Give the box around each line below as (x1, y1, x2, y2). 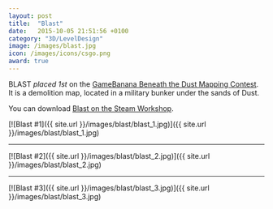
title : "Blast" (8, 19, 63, 28)
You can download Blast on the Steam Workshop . (8, 103, 174, 113)
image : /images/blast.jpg (8, 42, 96, 50)
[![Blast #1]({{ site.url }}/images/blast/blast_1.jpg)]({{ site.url (8, 119, 206, 129)
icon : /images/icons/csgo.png (8, 49, 111, 58)
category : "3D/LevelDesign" (8, 34, 104, 43)
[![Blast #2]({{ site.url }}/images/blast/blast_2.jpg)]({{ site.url (8, 151, 210, 160)
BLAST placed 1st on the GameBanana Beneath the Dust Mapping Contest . (8, 79, 259, 89)
